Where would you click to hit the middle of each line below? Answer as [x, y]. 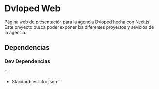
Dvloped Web [32, 9]
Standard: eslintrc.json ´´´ [37, 81]
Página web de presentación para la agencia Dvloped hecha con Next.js [77, 22]
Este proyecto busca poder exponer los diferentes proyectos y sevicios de [79, 27]
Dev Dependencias [28, 61]
